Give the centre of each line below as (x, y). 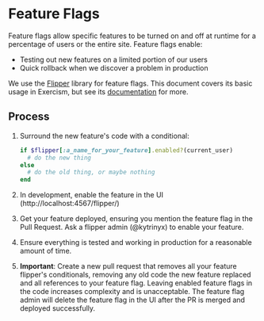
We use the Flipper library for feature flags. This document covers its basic (130, 83)
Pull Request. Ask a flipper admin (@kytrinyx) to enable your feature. (132, 227)
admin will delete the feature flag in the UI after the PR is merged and (132, 300)
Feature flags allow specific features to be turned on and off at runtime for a (132, 36)
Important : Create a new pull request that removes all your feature (128, 266)
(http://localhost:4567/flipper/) (70, 204)
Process (29, 117)
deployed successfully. (57, 308)
